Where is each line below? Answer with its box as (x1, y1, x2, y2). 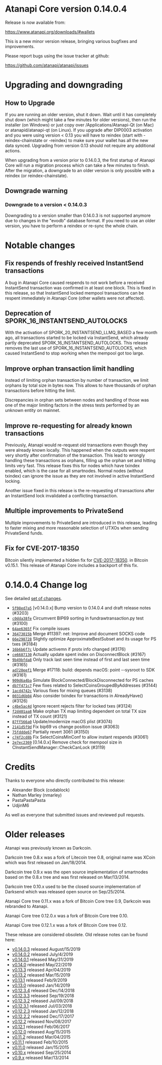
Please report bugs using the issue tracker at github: (5, 53, 110, 59)
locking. (5, 478, 21, 484)
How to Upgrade (5, 99, 55, 107)
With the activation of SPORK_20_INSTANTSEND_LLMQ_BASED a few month (5, 330, 158, 336)
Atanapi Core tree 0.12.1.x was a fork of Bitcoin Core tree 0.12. (5, 922, 127, 928)
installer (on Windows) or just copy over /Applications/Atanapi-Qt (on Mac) (5, 122, 154, 127)
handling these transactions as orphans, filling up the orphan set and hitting (5, 458, 156, 463)
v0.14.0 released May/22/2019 (12, 961, 72, 967)
